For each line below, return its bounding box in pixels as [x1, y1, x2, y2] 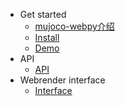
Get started [19, 9, 67, 20]
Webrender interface [19, 74, 106, 86]
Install [34, 32, 60, 43]
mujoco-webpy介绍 [34, 20, 115, 32]
